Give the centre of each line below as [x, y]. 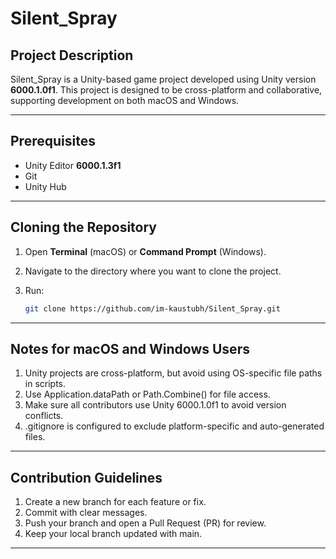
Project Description [72, 55]
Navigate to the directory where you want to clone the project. [153, 271]
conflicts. [44, 416]
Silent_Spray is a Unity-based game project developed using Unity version [163, 79]
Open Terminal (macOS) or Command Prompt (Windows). [145, 251]
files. [35, 437]
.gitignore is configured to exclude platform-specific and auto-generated [174, 426]
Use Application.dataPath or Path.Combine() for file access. [147, 394]
